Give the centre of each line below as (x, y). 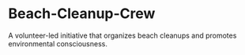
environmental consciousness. (58, 43)
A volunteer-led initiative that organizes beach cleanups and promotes (122, 35)
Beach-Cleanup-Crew (82, 14)
